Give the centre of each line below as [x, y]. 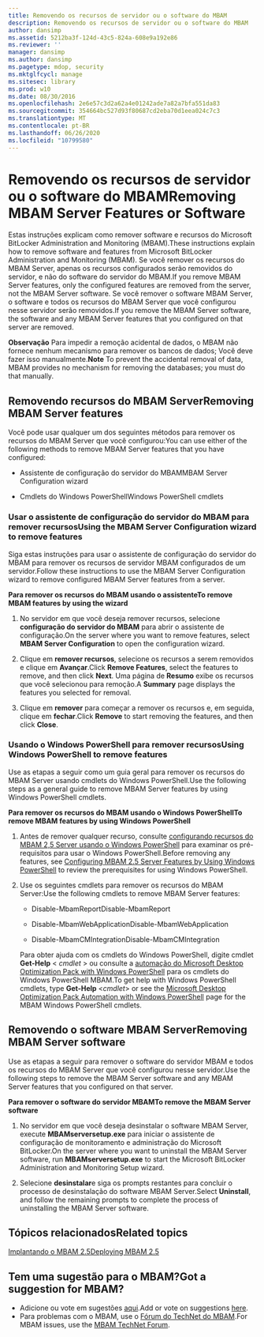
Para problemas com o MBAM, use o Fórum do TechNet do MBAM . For [134, 1316]
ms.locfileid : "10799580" [50, 140]
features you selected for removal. [75, 692]
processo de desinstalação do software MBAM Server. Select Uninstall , [135, 1191]
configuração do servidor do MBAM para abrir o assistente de [122, 627]
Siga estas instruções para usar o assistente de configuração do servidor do [132, 554]
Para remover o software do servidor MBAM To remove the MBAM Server [130, 1102]
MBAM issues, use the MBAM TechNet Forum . [95, 1325]
